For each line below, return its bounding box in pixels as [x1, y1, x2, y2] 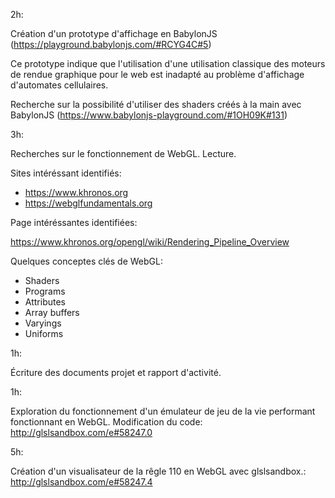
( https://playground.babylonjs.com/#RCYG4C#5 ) [10, 39, 212, 50]
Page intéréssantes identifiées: [10, 217, 138, 228]
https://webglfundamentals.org [24, 197, 153, 209]
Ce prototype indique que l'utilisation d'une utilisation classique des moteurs [10, 58, 326, 69]
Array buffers [24, 307, 80, 318]
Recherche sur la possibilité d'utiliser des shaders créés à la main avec [10, 99, 302, 110]
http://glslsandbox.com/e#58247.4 [10, 476, 153, 488]
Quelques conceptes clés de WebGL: [10, 255, 163, 267]
